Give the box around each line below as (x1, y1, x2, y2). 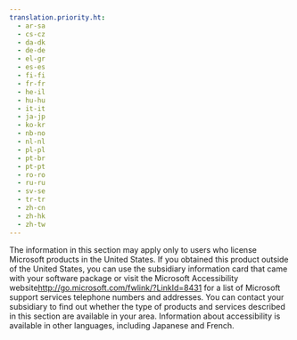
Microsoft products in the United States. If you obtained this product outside (9, 254, 289, 264)
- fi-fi (17, 71, 46, 80)
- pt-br (17, 153, 46, 163)
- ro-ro (17, 170, 46, 179)
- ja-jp (17, 112, 46, 121)
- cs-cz (17, 29, 46, 38)
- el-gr (17, 54, 46, 63)
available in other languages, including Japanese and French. (9, 320, 235, 330)
